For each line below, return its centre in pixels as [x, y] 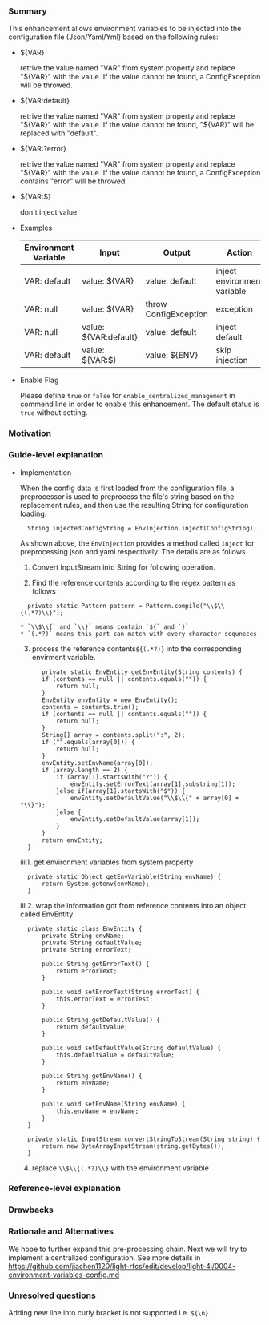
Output [177, 252]
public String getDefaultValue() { [100, 1020]
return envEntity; [72, 840]
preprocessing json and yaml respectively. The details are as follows [132, 551]
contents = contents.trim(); [90, 707]
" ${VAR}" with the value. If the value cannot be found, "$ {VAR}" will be [137, 125]
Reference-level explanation [65, 1189]
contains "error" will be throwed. [74, 181]
